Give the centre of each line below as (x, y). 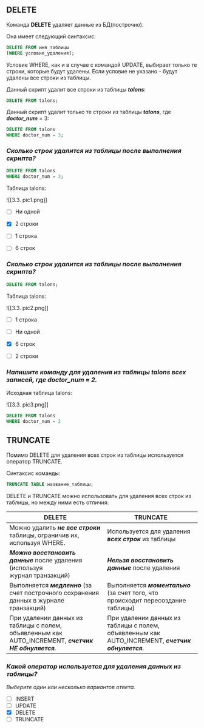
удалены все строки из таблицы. (49, 78)
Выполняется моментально (149, 585)
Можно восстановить (42, 553)
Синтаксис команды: (33, 473)
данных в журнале (37, 600)
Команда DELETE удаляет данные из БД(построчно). (75, 24)
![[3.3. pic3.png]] (27, 405)
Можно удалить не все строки (55, 527)
